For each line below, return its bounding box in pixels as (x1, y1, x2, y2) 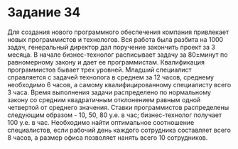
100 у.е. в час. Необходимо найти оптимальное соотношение (7, 118, 195, 126)
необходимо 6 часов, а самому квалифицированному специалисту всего (7, 80, 232, 89)
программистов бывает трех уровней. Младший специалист (7, 65, 192, 74)
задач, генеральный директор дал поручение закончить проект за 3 (7, 43, 215, 51)
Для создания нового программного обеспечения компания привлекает (7, 28, 229, 36)
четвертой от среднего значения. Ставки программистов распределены (7, 103, 229, 111)
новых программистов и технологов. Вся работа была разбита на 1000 (7, 35, 224, 43)
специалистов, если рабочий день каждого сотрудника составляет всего (7, 126, 231, 134)
